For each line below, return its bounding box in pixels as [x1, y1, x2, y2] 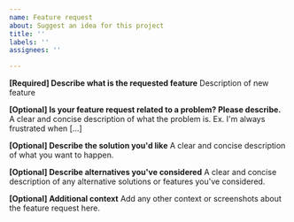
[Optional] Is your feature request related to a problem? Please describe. [9, 104, 282, 115]
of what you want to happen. [9, 149, 114, 160]
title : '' [9, 29, 46, 38]
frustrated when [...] [9, 123, 82, 134]
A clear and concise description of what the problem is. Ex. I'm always [9, 114, 266, 125]
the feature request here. [9, 203, 100, 213]
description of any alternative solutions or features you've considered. [9, 176, 266, 187]
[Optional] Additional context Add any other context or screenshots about [9, 194, 282, 204]
